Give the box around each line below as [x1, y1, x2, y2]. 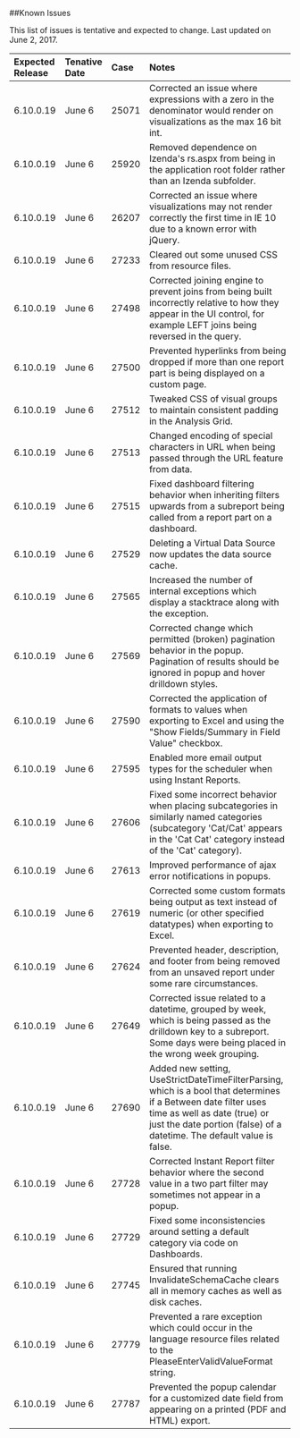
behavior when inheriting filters [148, 489, 280, 501]
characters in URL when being [148, 441, 276, 453]
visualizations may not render [148, 200, 273, 213]
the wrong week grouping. [148, 1048, 260, 1060]
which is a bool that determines [148, 1085, 281, 1096]
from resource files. [148, 259, 232, 272]
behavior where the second [148, 1166, 265, 1179]
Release [13, 67, 49, 79]
